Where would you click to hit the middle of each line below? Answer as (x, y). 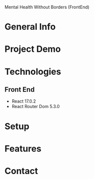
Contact (21, 171)
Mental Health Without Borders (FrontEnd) (47, 7)
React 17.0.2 (24, 101)
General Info (30, 27)
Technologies (33, 72)
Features (23, 148)
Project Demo (33, 49)
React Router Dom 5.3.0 (35, 107)
